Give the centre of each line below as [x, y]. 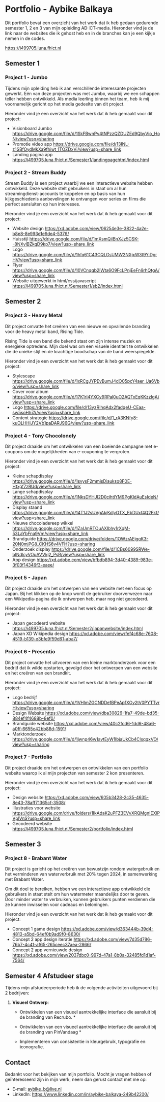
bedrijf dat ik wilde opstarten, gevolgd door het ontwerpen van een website [82, 668]
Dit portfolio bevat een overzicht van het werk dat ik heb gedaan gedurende [82, 23]
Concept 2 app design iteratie [42, 939]
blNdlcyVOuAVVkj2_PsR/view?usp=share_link [58, 554]
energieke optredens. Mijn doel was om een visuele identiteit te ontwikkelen [82, 346]
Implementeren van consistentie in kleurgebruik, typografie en [82, 1042]
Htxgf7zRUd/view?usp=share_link [46, 486]
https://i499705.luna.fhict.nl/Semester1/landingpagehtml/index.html [81, 160]
